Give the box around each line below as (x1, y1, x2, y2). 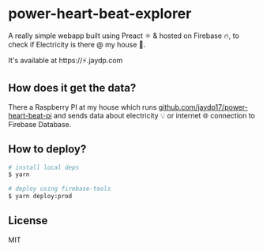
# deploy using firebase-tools (8, 185, 111, 193)
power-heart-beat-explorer (8, 5, 192, 23)
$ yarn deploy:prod (8, 193, 73, 200)
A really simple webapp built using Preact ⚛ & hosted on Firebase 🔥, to (8, 31, 239, 40)
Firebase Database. (8, 119, 72, 129)
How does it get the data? (8, 81, 137, 95)
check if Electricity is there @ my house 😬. (8, 39, 146, 49)
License (8, 214, 48, 227)
